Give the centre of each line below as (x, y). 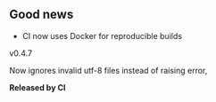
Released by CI (37, 87)
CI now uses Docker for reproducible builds (102, 35)
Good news (42, 15)
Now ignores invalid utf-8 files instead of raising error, (108, 70)
